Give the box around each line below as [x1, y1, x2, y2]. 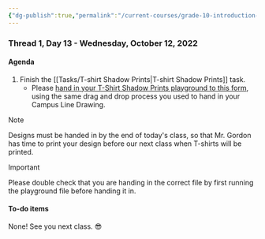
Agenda [8, 57, 35, 67]
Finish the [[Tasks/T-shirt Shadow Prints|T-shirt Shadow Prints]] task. [19, 74, 246, 84]
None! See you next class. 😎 [8, 222, 103, 231]
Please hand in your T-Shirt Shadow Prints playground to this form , [31, 83, 249, 92]
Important [8, 162, 40, 172]
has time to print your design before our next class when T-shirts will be [8, 139, 242, 148]
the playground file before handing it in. [8, 186, 136, 196]
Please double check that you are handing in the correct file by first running [8, 177, 254, 187]
